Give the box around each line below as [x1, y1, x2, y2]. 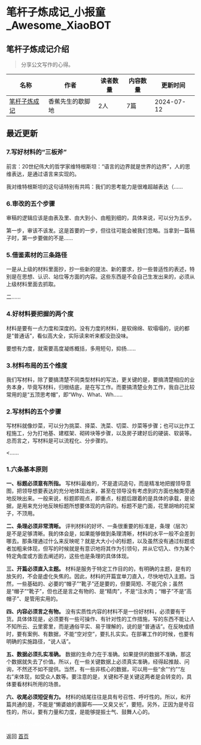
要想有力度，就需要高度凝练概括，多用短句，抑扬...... [6, 345, 136, 352]
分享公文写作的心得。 [20, 61, 74, 68]
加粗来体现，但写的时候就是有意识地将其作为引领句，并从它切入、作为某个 [11, 545, 195, 552]
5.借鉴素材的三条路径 [6, 251, 68, 259]
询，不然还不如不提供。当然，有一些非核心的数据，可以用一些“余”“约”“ [6, 666, 181, 673]
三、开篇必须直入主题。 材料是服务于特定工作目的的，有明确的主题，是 [6, 565, 181, 572]
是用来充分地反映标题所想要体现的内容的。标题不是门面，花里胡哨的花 [16, 502, 190, 509]
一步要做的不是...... [26, 234, 74, 242]
